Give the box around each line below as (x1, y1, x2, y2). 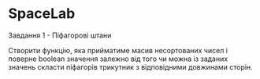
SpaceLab (8, 5, 76, 23)
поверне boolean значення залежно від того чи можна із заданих (8, 54, 228, 63)
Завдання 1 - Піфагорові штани (8, 31, 112, 40)
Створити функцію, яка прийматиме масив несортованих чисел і (8, 45, 228, 55)
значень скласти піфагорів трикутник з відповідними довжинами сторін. (8, 62, 254, 71)
